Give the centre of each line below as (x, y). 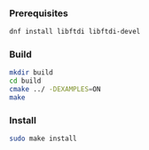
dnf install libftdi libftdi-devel (75, 32)
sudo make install (43, 139)
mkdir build (31, 73)
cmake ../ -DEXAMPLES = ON (55, 90)
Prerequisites (39, 13)
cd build (25, 81)
